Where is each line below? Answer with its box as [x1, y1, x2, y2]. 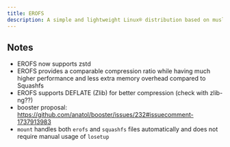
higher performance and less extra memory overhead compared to [16, 75, 206, 83]
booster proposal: [16, 103, 68, 111]
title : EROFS [7, 10, 44, 17]
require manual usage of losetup [16, 133, 110, 141]
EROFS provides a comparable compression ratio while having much [16, 67, 211, 75]
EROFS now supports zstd [16, 59, 91, 68]
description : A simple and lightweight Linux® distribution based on [7, 16, 210, 23]
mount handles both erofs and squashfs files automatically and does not [16, 125, 218, 133]
